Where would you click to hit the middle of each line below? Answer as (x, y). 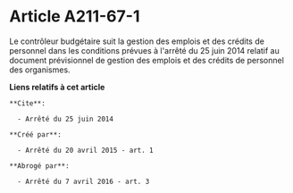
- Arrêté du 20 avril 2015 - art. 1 (85, 150)
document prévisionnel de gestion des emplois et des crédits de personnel (146, 60)
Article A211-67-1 (75, 17)
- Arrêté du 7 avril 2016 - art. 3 (84, 181)
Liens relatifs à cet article (57, 87)
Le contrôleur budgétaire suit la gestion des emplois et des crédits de (137, 41)
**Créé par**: (36, 134)
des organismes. (40, 70)
